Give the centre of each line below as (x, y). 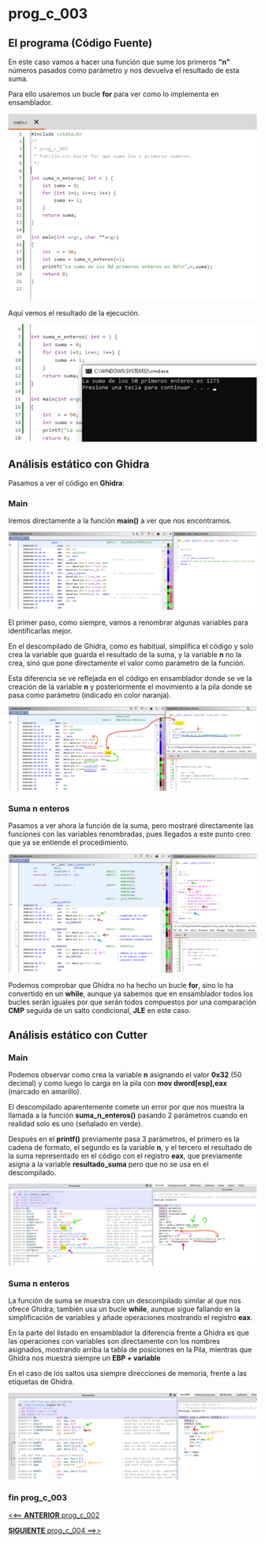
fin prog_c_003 (38, 1498)
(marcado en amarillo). (45, 1091)
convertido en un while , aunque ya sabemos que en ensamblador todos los (131, 993)
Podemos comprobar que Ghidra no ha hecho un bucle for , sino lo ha (121, 985)
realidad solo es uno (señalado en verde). (76, 1124)
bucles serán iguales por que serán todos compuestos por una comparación (132, 1002)
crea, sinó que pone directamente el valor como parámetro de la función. (127, 663)
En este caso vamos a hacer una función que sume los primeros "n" (119, 62)
